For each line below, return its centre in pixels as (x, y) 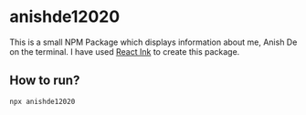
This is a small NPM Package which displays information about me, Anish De (153, 42)
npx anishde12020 (42, 101)
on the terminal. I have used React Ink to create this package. (125, 51)
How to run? (45, 81)
